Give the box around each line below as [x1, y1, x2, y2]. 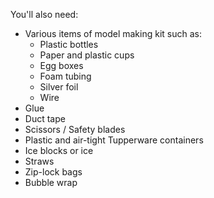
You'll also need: [10, 9, 79, 20]
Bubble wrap [24, 177, 78, 188]
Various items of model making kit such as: [24, 28, 202, 39]
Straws [24, 155, 55, 167]
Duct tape [24, 113, 66, 124]
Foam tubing [39, 70, 92, 82]
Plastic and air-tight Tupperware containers [24, 134, 204, 146]
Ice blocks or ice [24, 145, 94, 156]
